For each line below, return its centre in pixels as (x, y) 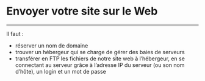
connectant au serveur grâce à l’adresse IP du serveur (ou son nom (100, 65)
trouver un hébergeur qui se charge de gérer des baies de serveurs (100, 52)
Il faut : (15, 33)
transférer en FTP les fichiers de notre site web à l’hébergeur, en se (100, 58)
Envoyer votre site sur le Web (82, 11)
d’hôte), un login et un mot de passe (61, 71)
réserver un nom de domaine (52, 45)
